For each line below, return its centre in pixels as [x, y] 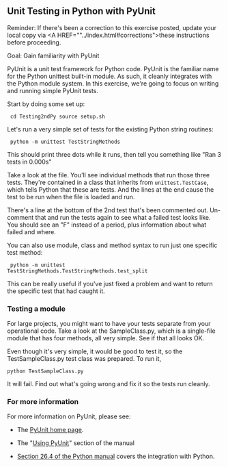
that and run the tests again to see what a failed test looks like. [123, 217]
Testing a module [37, 309]
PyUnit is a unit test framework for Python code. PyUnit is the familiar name [113, 68]
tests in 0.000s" [29, 162]
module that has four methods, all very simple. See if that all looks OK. [106, 338]
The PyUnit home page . [50, 430]
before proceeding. [34, 42]
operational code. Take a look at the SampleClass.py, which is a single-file [112, 331]
